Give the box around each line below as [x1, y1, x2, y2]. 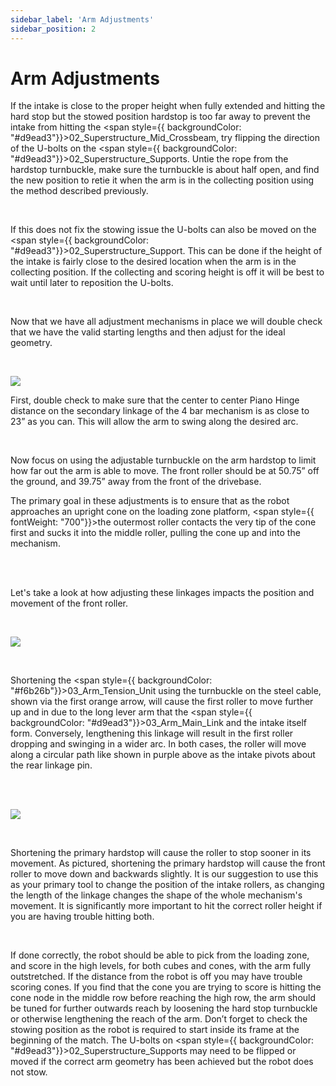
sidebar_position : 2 [10, 24, 97, 34]
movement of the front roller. [10, 597, 129, 610]
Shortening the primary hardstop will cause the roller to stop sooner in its [10, 847, 312, 859]
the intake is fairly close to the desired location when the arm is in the [10, 256, 297, 268]
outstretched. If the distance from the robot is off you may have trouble [10, 971, 303, 983]
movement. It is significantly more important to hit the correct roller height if [10, 900, 323, 912]
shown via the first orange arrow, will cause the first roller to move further [10, 696, 314, 708]
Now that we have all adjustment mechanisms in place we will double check [10, 316, 323, 328]
